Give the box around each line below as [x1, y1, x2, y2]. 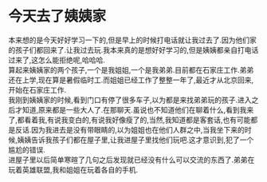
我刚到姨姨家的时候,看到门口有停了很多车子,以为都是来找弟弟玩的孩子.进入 [8, 95, 253, 105]
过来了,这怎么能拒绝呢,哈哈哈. [8, 55, 106, 65]
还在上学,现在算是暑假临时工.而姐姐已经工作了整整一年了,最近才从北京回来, [8, 75, 254, 85]
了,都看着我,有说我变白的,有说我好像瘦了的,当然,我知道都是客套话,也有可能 [8, 115, 251, 125]
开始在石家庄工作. [8, 85, 67, 94]
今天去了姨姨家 [8, 7, 107, 26]
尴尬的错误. [8, 144, 46, 154]
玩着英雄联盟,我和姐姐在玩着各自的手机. [8, 164, 139, 174]
